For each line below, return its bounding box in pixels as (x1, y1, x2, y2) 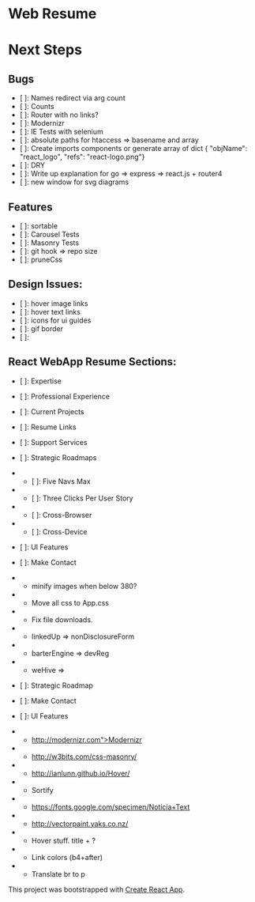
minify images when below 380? (31, 581, 137, 591)
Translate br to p (31, 869, 85, 878)
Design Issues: (8, 277, 83, 291)
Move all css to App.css (31, 598, 109, 607)
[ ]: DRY (19, 160, 46, 170)
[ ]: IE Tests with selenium (19, 127, 104, 137)
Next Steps (8, 41, 83, 59)
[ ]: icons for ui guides (19, 315, 92, 325)
